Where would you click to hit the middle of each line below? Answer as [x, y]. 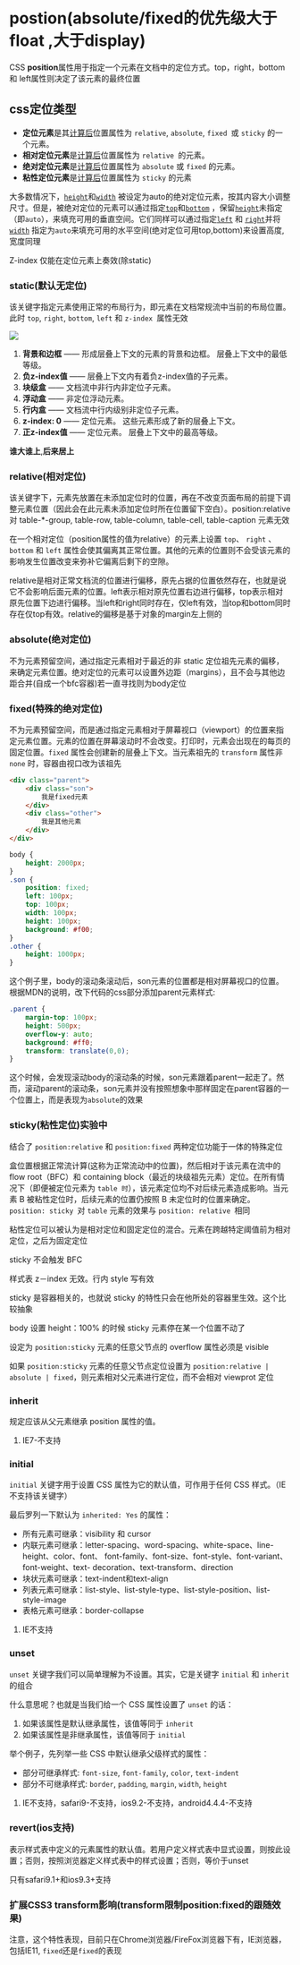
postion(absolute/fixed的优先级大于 [143, 18]
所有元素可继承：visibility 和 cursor [87, 1534]
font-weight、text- [56, 1568]
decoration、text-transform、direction [163, 1568]
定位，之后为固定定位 [48, 1240]
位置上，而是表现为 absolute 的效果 [80, 1100]
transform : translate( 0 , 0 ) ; [77, 1051]
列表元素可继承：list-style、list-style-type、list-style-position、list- [146, 1590]
